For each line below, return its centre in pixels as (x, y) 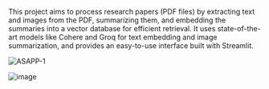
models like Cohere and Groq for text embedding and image (118, 37)
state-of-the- (239, 28)
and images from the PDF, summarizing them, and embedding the (117, 20)
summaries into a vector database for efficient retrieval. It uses (112, 28)
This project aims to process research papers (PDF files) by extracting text (132, 12)
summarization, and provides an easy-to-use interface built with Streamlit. (131, 46)
